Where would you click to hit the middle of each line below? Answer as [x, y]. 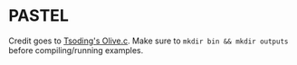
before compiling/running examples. [76, 50]
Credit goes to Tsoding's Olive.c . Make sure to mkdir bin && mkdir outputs [148, 41]
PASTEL [38, 16]
